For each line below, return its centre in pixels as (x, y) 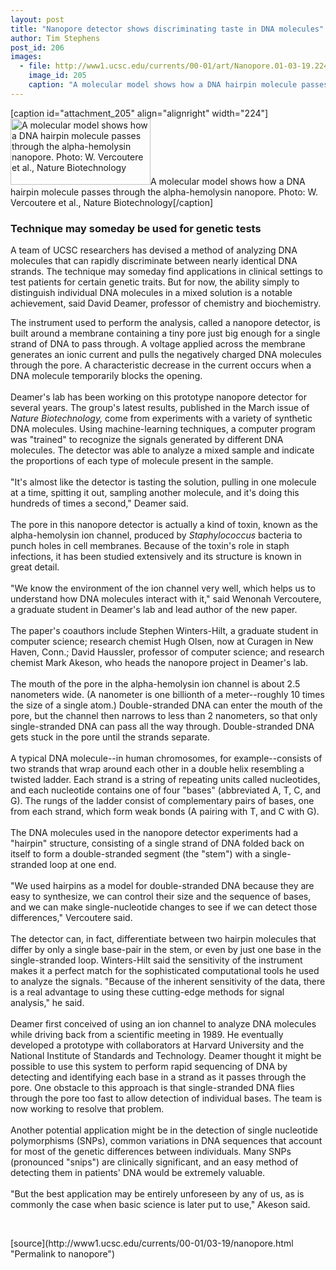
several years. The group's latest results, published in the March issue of (160, 408)
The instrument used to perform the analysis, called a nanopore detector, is (165, 323)
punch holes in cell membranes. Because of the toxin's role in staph (150, 546)
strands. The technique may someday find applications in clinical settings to (166, 272)
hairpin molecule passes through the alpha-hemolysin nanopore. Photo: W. (164, 192)
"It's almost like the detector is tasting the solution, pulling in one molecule (163, 482)
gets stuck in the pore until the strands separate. (110, 737)
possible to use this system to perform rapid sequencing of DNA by (149, 1067)
